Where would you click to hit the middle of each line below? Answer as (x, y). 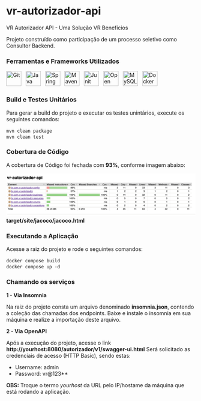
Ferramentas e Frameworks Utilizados (63, 61)
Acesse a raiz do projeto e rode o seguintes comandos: (74, 249)
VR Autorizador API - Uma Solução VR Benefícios (67, 28)
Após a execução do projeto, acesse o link (58, 343)
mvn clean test (25, 137)
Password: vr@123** (41, 373)
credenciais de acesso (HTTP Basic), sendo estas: (68, 355)
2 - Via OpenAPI (26, 331)
